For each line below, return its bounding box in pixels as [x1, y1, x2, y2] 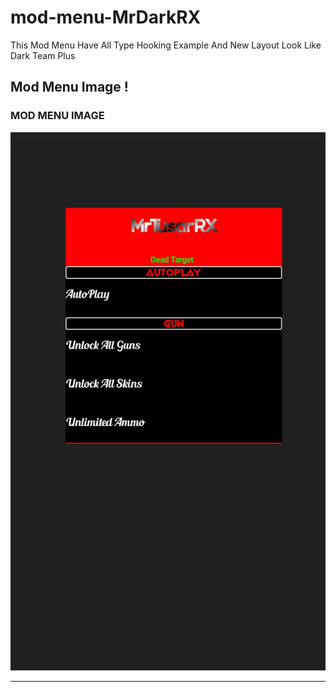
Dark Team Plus [10, 49, 76, 61]
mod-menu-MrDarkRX [10, 6, 202, 29]
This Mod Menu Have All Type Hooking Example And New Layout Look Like [10, 39, 322, 51]
